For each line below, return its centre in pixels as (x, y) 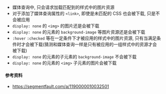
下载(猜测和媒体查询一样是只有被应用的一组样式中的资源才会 (95, 44)
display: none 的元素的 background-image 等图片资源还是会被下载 (79, 32)
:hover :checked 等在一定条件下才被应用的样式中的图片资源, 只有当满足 (84, 38)
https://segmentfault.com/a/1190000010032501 (61, 87)
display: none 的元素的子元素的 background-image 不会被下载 (74, 57)
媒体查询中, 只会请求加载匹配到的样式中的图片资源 (63, 7)
